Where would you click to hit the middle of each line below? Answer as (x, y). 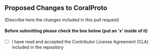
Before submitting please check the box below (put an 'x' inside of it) (76, 31)
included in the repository (38, 47)
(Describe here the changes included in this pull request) (62, 19)
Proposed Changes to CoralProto (56, 8)
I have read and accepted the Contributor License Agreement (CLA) (80, 42)
